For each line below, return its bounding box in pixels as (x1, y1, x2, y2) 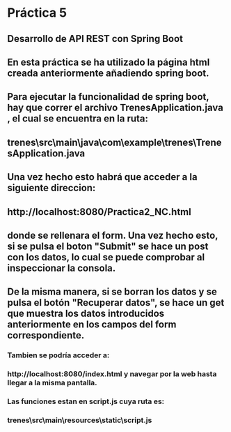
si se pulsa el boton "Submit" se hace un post (7, 240, 209, 252)
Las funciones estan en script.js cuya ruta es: (7, 396, 165, 406)
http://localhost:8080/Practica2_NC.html (7, 206, 191, 218)
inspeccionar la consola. (7, 262, 116, 274)
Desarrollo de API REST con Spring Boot (7, 33, 183, 45)
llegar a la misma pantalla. (7, 378, 97, 388)
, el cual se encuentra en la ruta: (7, 113, 148, 125)
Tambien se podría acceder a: (7, 350, 110, 360)
